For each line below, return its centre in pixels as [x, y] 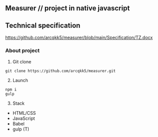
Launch [20, 80]
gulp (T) [21, 129]
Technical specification [43, 25]
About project [23, 51]
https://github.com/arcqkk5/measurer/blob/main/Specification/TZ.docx [79, 38]
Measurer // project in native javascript [67, 8]
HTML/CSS [24, 113]
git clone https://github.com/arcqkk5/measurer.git [60, 71]
